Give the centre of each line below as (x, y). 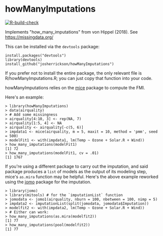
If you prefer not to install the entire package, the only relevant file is (73, 73)
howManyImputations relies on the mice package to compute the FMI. (75, 88)
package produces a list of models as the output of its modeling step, (76, 171)
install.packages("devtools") (36, 55)
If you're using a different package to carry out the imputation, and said (77, 166)
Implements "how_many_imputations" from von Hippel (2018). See (71, 32)
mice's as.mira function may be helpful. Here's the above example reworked (82, 177)
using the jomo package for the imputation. (48, 182)
